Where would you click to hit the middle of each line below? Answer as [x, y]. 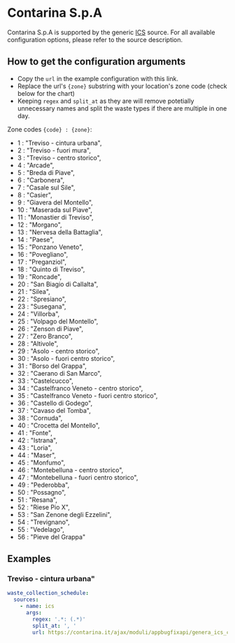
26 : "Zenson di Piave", [50, 328]
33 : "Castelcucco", [45, 381]
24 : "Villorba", [38, 313]
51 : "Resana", [37, 500]
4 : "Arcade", [36, 165]
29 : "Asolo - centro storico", [58, 351]
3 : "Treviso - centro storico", [59, 157]
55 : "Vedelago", [41, 529]
